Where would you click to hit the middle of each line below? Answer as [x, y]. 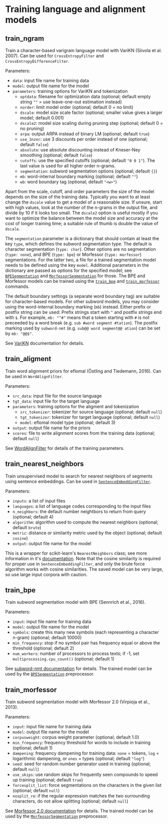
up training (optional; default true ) [48, 780]
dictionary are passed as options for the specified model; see [68, 270]
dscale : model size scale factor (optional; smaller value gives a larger [91, 112]
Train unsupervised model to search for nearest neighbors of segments [79, 476]
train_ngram [25, 38]
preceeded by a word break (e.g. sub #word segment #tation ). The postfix [81, 323]
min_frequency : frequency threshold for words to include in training [81, 743]
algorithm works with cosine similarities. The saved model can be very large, [84, 569]
